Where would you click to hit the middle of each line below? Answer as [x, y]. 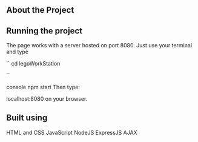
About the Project [40, 10]
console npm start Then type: [43, 87]
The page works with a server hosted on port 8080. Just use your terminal [99, 45]
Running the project [45, 31]
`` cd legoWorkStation [33, 63]
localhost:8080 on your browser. [47, 99]
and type [18, 52]
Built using [27, 118]
